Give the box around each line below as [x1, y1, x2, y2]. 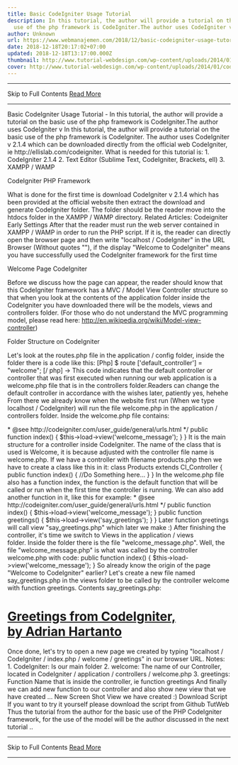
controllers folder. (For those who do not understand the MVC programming [7, 308, 228, 317]
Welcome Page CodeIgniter [7, 264, 88, 273]
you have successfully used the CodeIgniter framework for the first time [7, 250, 217, 259]
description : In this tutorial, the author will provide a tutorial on [7, 17, 223, 24]
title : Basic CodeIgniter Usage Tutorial [7, 10, 132, 18]
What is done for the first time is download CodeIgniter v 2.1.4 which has [7, 190, 220, 199]
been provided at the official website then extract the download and [7, 197, 205, 206]
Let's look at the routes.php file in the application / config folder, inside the [7, 351, 225, 359]
